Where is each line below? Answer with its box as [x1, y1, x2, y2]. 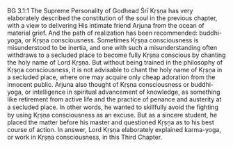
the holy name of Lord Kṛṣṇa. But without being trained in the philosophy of [7, 58, 223, 66]
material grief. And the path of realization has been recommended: [7, 28, 198, 37]
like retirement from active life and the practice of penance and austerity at [7, 95, 222, 104]
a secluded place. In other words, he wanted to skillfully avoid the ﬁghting [7, 103, 219, 111]
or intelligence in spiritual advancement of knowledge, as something [24, 88, 220, 96]
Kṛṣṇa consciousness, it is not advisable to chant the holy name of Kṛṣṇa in [7, 66, 223, 74]
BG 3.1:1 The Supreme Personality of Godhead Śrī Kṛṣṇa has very [7, 7, 193, 15]
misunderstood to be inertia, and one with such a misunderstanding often [7, 44, 218, 51]
